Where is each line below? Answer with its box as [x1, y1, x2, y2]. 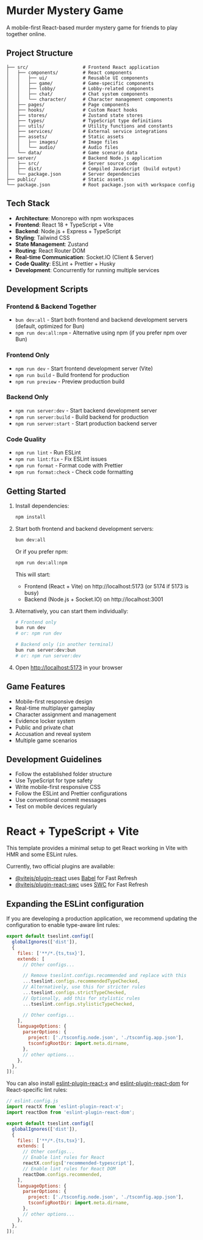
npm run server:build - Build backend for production [15, 413, 149, 420]
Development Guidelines [6, 754, 102, 765]
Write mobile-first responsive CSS [15, 784, 101, 791]
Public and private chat [15, 724, 74, 731]
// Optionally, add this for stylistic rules [22, 995, 140, 1001]
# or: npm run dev [15, 630, 62, 636]
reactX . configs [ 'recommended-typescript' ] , [22, 1160, 135, 1166]
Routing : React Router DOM [15, 247, 85, 254]
